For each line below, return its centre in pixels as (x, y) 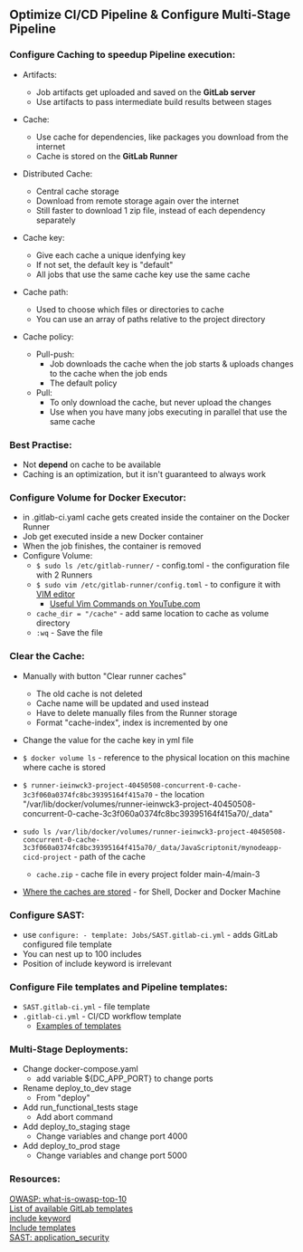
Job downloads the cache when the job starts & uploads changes (171, 363)
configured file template (67, 944)
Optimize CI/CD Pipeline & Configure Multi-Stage (150, 15)
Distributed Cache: (57, 173)
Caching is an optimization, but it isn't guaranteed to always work (144, 473)
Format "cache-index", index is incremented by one (132, 722)
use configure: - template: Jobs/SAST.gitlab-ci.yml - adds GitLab (150, 934)
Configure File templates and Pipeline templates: (118, 987)
